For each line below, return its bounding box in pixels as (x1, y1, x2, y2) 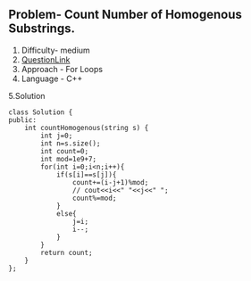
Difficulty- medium (21, 45, 90, 55)
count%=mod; (71, 194, 117, 202)
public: (8, 115, 38, 124)
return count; (40, 248, 93, 257)
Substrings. (8, 21, 75, 37)
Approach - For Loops (21, 63, 104, 74)
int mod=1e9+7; (40, 154, 97, 163)
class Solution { (8, 107, 73, 117)
